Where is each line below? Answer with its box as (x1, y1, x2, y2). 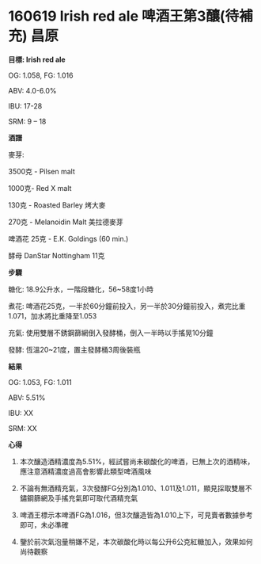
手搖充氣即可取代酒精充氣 (54, 493, 138, 503)
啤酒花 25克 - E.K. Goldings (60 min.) (8, 234, 129, 243)
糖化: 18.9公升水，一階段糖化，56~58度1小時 (8, 284, 154, 294)
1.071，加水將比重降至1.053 (8, 311, 97, 321)
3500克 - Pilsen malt (8, 166, 75, 176)
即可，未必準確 (19, 520, 69, 529)
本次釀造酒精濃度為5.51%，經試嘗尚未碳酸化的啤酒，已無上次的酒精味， (19, 456, 255, 466)
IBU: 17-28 (8, 101, 43, 111)
